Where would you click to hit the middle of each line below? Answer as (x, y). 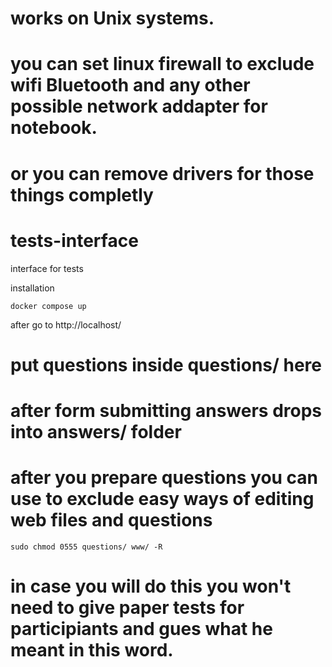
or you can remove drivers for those (162, 173)
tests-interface (74, 240)
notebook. (54, 128)
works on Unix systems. (112, 18)
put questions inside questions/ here (166, 364)
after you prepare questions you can (164, 478)
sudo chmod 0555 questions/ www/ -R (86, 547)
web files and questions (111, 520)
